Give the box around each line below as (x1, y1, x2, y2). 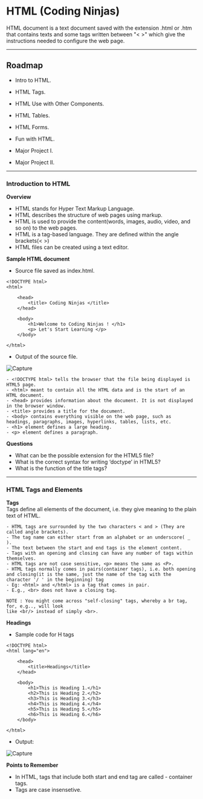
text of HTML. (6, 512, 41, 519)
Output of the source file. (14, 353, 78, 360)
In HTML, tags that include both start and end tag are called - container (14, 774, 193, 781)
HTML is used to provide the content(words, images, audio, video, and (14, 218, 191, 225)
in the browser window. (6, 403, 66, 409)
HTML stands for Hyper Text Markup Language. (14, 205, 135, 213)
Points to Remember (6, 761, 59, 769)
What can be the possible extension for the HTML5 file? (14, 452, 154, 459)
